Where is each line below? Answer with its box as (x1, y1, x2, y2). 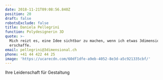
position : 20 (5, 12, 32, 16)
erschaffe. (9, 43, 32, 48)
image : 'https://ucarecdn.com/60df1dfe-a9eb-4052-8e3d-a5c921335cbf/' (5, 56, 151, 61)
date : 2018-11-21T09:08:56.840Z (5, 7, 70, 12)
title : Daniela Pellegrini (5, 25, 60, 30)
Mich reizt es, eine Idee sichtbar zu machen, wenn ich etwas (9, 39, 138, 43)
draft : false (5, 16, 32, 21)
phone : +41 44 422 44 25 (5, 52, 55, 57)
